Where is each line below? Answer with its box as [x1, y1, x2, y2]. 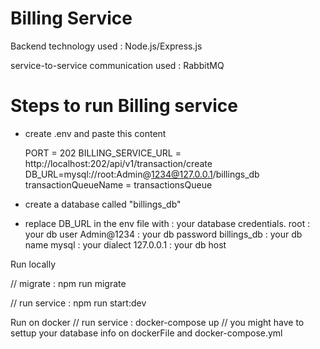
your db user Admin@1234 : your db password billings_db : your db [24, 228, 303, 240]
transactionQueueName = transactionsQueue [24, 178, 213, 191]
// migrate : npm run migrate [10, 277, 127, 289]
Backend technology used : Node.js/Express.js [10, 40, 203, 52]
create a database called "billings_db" [24, 198, 182, 210]
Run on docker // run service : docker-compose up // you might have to [10, 316, 305, 328]
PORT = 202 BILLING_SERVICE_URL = [24, 147, 182, 159]
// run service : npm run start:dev [10, 297, 147, 309]
